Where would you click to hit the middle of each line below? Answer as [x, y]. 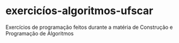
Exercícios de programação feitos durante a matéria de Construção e [89, 27]
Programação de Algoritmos [40, 33]
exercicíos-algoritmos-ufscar [79, 11]
